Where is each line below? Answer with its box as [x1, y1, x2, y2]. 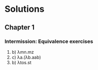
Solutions [4, 3, 45, 15]
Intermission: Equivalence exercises [4, 38, 94, 45]
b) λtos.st [11, 59, 32, 65]
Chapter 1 [4, 23, 35, 32]
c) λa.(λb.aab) [11, 54, 41, 60]
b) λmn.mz [11, 49, 34, 55]
